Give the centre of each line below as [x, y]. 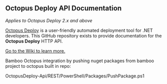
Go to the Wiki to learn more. [35, 51]
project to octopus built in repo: [38, 66]
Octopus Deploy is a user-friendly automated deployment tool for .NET [79, 30]
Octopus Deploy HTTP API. [34, 41]
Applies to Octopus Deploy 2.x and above [49, 20]
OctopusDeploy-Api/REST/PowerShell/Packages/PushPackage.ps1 [75, 76]
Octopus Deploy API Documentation [63, 8]
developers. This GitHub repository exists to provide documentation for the [83, 35]
